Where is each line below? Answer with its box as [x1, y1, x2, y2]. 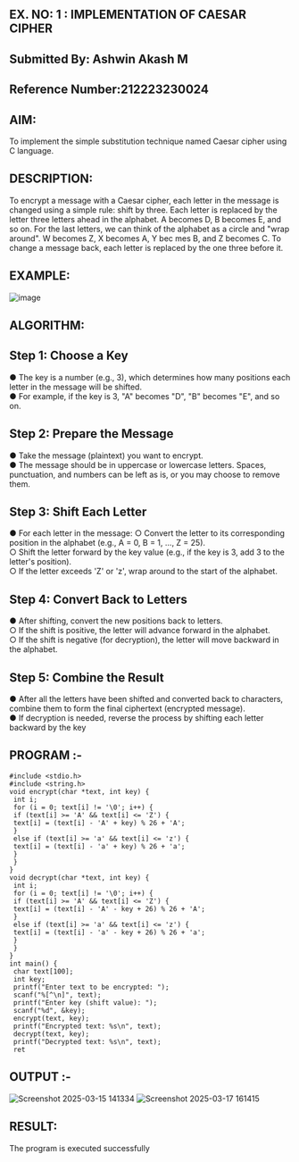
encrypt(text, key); [12, 1014, 90, 1023]
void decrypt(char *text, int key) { [9, 873, 150, 882]
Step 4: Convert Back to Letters [9, 591, 187, 606]
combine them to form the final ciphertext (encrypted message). [9, 703, 245, 714]
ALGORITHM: [9, 318, 85, 333]
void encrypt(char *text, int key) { [9, 787, 150, 796]
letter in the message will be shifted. [9, 381, 143, 392]
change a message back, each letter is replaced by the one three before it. [9, 242, 284, 253]
